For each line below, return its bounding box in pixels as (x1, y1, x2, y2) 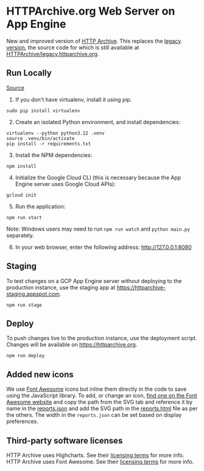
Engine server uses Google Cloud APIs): (15, 180, 116, 187)
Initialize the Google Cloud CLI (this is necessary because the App (15, 173, 181, 181)
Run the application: (15, 203, 66, 210)
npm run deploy (6, 353, 45, 359)
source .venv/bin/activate (6, 135, 75, 141)
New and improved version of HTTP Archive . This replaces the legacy (6, 37, 181, 44)
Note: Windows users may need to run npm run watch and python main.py (6, 225, 191, 232)
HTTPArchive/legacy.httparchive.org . (6, 50, 99, 57)
